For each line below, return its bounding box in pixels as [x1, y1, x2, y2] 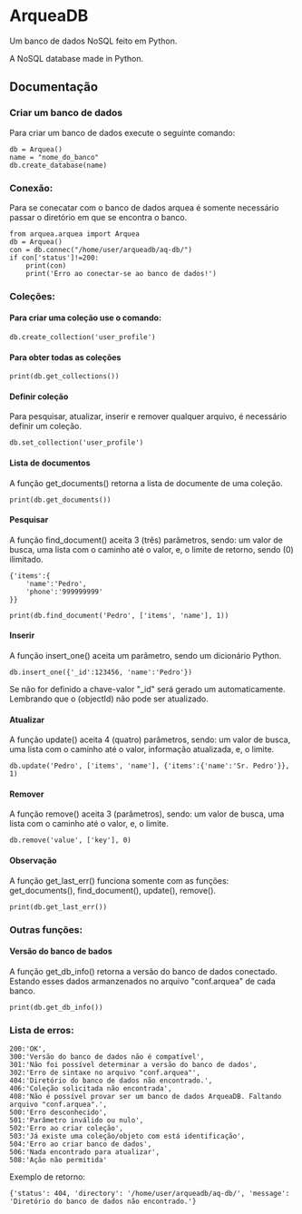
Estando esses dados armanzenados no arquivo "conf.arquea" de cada [9, 975, 277, 986]
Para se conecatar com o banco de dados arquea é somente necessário [9, 201, 279, 213]
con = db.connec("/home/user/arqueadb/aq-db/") [9, 245, 193, 254]
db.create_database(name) [9, 161, 107, 170]
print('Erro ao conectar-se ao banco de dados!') [25, 269, 218, 278]
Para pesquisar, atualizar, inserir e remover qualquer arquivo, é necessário [9, 411, 287, 422]
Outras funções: [9, 923, 83, 935]
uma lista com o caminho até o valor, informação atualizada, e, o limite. [9, 744, 275, 755]
